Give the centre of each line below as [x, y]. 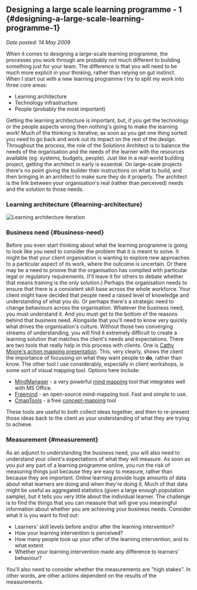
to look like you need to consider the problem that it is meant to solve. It [92, 251]
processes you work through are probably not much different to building [93, 60]
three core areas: [27, 85]
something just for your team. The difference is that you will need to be [92, 66]
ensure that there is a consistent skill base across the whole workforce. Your [98, 289]
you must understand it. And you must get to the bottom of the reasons [92, 314]
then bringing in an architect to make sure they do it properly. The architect [97, 177]
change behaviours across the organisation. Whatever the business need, [95, 308]
